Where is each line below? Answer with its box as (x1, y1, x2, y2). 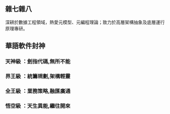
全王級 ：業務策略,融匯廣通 (5, 87, 71, 94)
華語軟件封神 (5, 42, 46, 50)
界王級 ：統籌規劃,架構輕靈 (5, 73, 71, 80)
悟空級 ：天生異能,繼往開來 (5, 102, 71, 109)
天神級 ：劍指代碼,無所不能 (5, 58, 71, 65)
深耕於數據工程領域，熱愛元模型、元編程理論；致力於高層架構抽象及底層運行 (5, 19, 165, 25)
